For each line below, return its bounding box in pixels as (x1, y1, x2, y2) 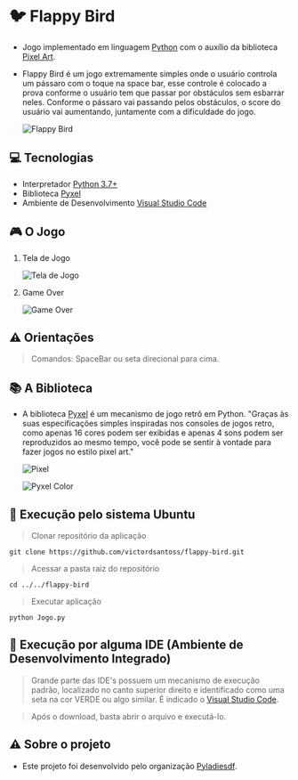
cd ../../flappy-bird (9, 581, 90, 589)
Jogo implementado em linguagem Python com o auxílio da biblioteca (21, 41, 278, 53)
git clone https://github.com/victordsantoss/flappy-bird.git (9, 548, 245, 557)
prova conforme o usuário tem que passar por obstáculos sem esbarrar (21, 87, 285, 98)
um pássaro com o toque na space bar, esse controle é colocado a (21, 77, 267, 88)
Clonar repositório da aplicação (30, 531, 147, 540)
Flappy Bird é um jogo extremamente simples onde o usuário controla (21, 68, 278, 79)
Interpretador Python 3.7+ (21, 178, 118, 189)
